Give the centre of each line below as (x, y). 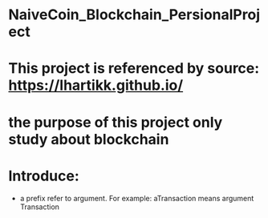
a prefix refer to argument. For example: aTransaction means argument (137, 198)
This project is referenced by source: (134, 69)
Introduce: (44, 176)
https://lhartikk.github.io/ (96, 85)
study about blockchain (89, 139)
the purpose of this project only (116, 122)
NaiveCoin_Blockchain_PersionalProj (134, 15)
